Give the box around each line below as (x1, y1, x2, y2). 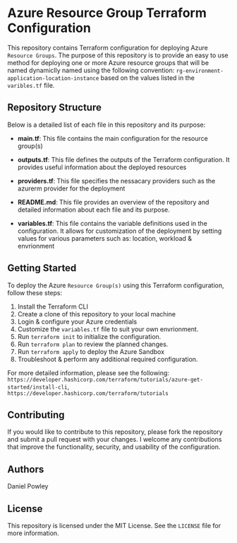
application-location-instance (7, 74, 99, 82)
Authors (7, 463, 44, 475)
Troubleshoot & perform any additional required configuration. (17, 355, 198, 363)
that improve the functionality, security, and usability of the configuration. (7, 442, 221, 451)
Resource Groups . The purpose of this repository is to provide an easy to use (7, 51, 229, 59)
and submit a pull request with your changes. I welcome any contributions (7, 435, 222, 444)
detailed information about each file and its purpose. (17, 205, 171, 214)
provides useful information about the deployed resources (17, 163, 187, 171)
